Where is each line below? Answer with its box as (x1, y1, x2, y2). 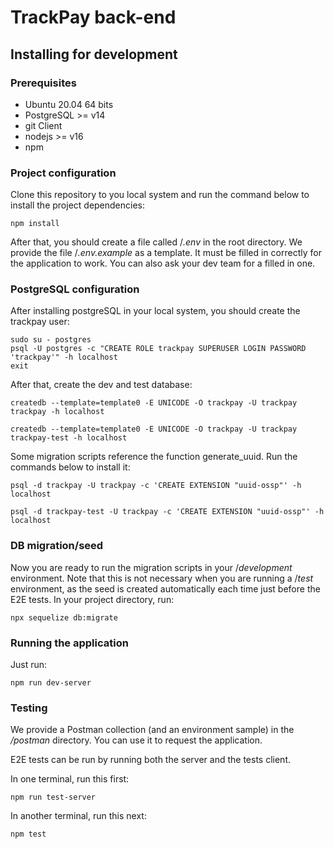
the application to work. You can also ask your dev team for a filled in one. (10, 257, 316, 270)
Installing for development (10, 46, 178, 63)
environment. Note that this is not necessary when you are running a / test (10, 572, 314, 584)
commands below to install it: (10, 461, 131, 473)
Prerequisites (10, 76, 77, 90)
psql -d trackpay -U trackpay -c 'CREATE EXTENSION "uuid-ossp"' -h (10, 481, 302, 491)
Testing (10, 701, 48, 715)
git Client (24, 119, 63, 131)
